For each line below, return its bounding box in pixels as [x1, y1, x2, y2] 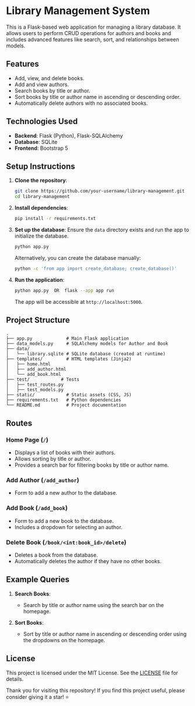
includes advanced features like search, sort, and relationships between [6, 36, 179, 43]
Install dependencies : [14, 204, 68, 211]
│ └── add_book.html [6, 372, 61, 378]
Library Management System [6, 4, 150, 18]
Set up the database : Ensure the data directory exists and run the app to [14, 227, 190, 233]
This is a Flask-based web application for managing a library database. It [6, 23, 181, 30]
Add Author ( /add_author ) [6, 476, 79, 484]
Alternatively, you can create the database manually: [14, 254, 141, 261]
